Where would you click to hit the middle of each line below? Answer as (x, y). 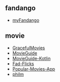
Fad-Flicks (23, 64)
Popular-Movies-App (34, 69)
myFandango (26, 20)
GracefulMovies (29, 48)
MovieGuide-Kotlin (31, 58)
